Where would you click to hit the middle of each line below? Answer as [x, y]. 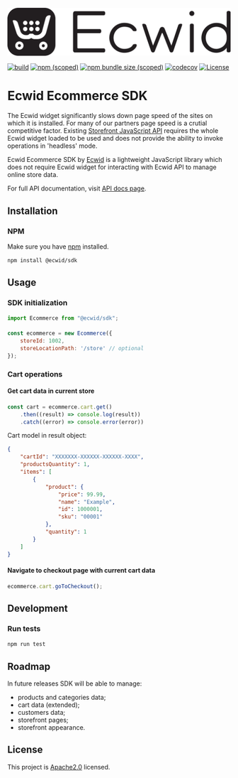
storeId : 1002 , [42, 341]
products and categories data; [62, 698]
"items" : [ [36, 472]
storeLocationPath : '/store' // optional [82, 348]
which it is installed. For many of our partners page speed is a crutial [107, 123]
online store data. [33, 175]
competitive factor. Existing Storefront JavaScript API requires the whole [113, 131]
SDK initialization [38, 303]
